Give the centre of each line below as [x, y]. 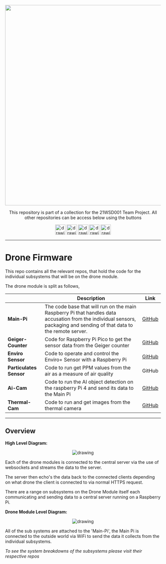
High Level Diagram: [26, 443]
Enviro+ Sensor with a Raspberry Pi [86, 359]
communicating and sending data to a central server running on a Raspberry [83, 497]
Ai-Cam [17, 388]
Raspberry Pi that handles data [81, 312]
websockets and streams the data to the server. [54, 467]
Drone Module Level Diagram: [36, 512]
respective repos [22, 556]
